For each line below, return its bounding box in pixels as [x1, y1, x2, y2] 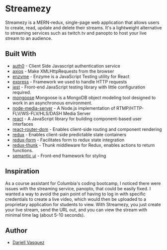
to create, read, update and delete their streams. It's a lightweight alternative [5, 24, 162, 30]
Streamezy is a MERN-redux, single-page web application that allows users [5, 19, 160, 25]
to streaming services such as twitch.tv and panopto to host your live [5, 30, 147, 36]
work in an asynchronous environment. [12, 100, 93, 106]
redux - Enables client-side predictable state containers [12, 131, 127, 137]
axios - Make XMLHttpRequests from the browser [12, 68, 114, 74]
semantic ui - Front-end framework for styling [12, 153, 106, 159]
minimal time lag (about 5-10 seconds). [5, 212, 85, 218]
